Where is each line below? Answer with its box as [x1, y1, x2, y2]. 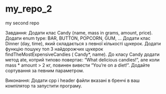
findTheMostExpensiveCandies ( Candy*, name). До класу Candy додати [5, 51, 160, 57]
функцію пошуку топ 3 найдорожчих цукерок [5, 46, 104, 52]
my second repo [5, 20, 40, 26]
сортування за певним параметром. [5, 67, 84, 74]
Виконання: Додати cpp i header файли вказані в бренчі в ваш [5, 77, 140, 83]
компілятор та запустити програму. [5, 82, 82, 89]
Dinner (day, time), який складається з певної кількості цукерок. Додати [5, 40, 161, 46]
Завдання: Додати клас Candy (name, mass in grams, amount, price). [5, 29, 153, 36]
